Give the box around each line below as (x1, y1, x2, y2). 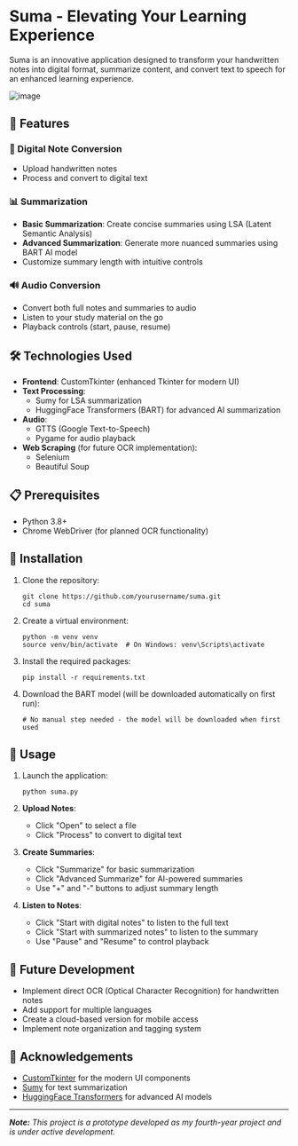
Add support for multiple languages (21, 1005, 153, 1016)
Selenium (35, 452, 70, 462)
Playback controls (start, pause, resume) (21, 321, 171, 332)
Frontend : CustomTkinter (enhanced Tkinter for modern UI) (21, 376, 239, 387)
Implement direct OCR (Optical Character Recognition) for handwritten (21, 985, 279, 996)
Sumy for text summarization (21, 1082, 129, 1093)
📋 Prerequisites (9, 488, 100, 503)
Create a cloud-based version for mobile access (21, 1014, 199, 1024)
